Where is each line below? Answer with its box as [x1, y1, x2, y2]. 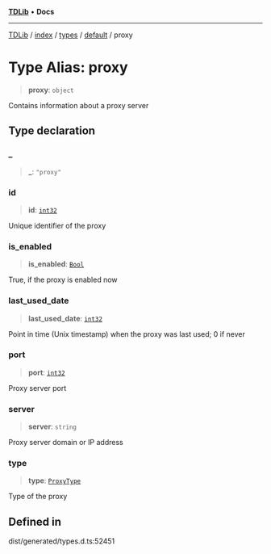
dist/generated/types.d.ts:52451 [8, 536, 115, 546]
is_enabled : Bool [27, 259, 85, 269]
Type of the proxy [8, 492, 68, 502]
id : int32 [27, 205, 58, 215]
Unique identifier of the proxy [8, 220, 106, 230]
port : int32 [27, 367, 66, 377]
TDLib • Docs [8, 7, 55, 16]
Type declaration [8, 124, 95, 138]
